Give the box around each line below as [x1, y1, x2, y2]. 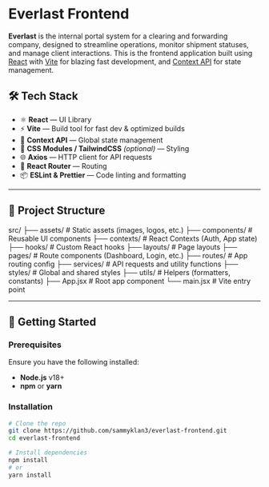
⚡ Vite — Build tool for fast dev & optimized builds [19, 123, 186, 133]
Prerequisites [8, 339, 62, 350]
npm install [8, 457, 48, 465]
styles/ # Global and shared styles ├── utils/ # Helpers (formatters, [8, 267, 231, 277]
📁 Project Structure [8, 204, 106, 218]
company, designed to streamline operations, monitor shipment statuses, [8, 39, 250, 49]
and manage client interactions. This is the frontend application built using [8, 48, 253, 58]
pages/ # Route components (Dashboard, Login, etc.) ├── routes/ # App [8, 250, 248, 260]
